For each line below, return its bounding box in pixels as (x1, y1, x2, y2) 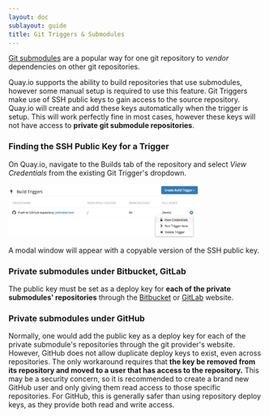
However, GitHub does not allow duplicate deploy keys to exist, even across (8, 348, 262, 358)
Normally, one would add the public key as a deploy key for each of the (8, 331, 246, 341)
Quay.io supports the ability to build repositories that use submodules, (8, 78, 243, 87)
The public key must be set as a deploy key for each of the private (8, 284, 231, 294)
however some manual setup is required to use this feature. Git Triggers (8, 86, 248, 96)
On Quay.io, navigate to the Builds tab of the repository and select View (8, 159, 247, 169)
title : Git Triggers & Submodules (8, 30, 126, 38)
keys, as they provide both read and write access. (8, 400, 175, 410)
